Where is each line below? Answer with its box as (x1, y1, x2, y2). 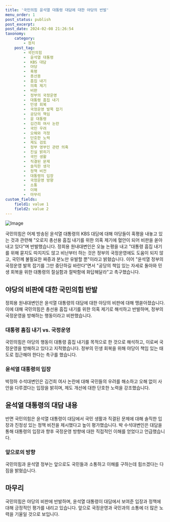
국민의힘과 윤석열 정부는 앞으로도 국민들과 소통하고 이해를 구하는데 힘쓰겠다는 (5, 461, 159, 467)
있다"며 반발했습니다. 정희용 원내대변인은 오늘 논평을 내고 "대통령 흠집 (14, 243, 153, 250)
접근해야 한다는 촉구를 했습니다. (14, 352, 77, 358)
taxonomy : (5, 31, 26, 36)
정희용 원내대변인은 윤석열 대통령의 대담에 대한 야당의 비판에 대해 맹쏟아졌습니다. (5, 300, 165, 306)
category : (14, 36, 36, 41)
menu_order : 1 (5, 12, 36, 17)
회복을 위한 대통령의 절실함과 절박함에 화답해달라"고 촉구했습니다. (10, 269, 141, 275)
